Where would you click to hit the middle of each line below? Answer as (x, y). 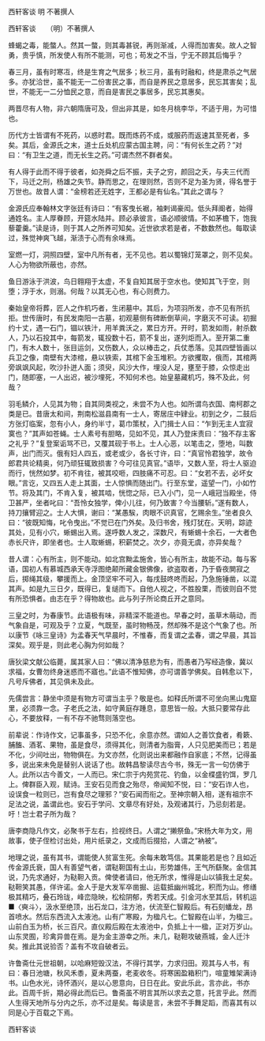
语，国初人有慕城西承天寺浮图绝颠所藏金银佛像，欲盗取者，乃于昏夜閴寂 (125, 569)
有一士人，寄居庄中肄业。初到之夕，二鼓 (184, 414)
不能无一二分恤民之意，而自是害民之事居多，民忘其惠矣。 (115, 92)
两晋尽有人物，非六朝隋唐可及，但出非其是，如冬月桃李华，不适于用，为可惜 (132, 108)
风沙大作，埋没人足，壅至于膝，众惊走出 (184, 367)
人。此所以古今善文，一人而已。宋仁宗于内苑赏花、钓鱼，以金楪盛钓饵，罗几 (132, 774)
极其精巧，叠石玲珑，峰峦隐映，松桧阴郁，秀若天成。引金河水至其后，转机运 (132, 897)
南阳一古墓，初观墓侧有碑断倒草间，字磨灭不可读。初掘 (167, 318)
